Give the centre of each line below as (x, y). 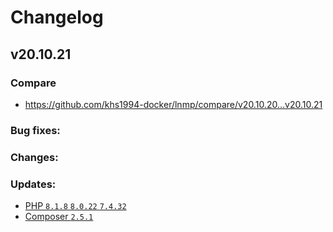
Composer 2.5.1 (59, 217)
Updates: (33, 184)
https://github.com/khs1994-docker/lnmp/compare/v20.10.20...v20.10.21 (173, 104)
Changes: (34, 157)
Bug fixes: (35, 130)
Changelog (57, 17)
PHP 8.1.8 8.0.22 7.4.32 (75, 206)
